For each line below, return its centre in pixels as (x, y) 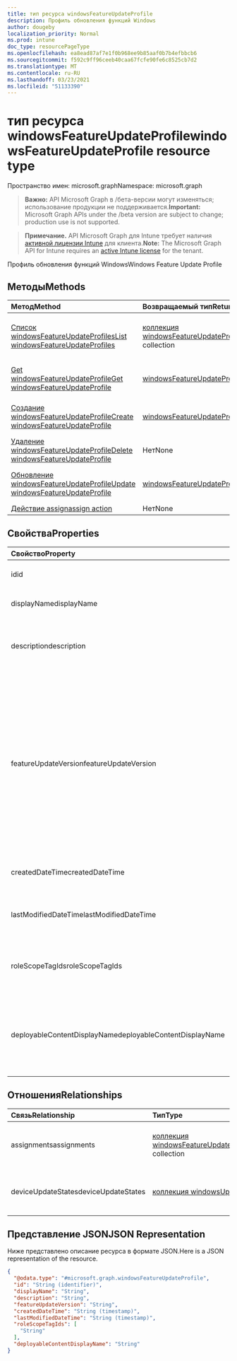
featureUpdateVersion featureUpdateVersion (84, 763)
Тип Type (168, 1115)
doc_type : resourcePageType (49, 47)
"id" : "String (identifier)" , (58, 1285)
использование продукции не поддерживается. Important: (113, 207)
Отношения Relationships (65, 1096)
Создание (28, 408)
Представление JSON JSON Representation (107, 1234)
